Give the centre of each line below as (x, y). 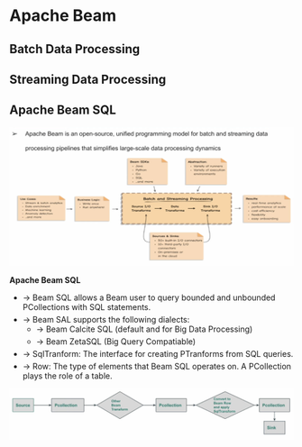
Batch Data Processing (75, 49)
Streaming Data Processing (88, 79)
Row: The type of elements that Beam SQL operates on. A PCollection (162, 367)
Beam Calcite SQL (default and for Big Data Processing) (149, 329)
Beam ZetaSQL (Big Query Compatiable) (121, 342)
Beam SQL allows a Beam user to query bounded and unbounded (154, 297)
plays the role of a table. (67, 376)
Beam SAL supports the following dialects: (111, 320)
